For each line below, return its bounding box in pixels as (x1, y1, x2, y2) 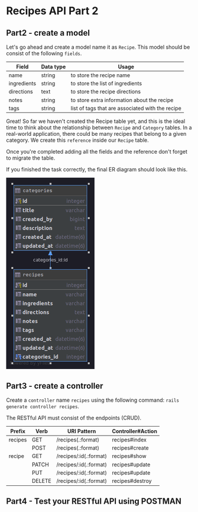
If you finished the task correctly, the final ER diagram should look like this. (6, 166, 188, 173)
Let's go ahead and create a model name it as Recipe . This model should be (6, 43, 190, 50)
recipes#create (112, 444, 149, 451)
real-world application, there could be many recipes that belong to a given (6, 131, 187, 138)
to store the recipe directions (70, 88, 141, 96)
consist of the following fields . (6, 50, 82, 57)
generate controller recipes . (6, 403, 80, 410)
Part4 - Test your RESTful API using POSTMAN (6, 496, 181, 506)
